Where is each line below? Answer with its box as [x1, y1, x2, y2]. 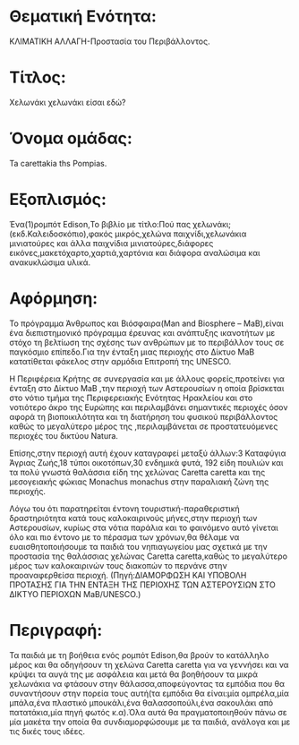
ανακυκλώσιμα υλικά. [9, 257, 91, 268]
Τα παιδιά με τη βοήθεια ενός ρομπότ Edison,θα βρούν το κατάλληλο [9, 649, 269, 660]
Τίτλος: [9, 67, 67, 88]
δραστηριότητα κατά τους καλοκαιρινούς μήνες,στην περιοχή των [9, 512, 258, 523]
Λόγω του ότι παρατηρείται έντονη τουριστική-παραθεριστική [9, 503, 240, 514]
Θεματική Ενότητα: [9, 6, 157, 27]
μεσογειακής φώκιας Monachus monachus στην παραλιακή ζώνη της [9, 476, 269, 487]
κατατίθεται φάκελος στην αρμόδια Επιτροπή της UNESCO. [9, 355, 232, 366]
